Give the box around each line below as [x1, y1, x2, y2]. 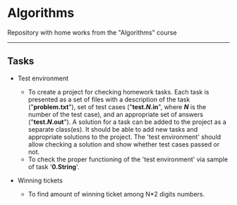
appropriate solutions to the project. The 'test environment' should [28, 132, 221, 141]
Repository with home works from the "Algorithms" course [7, 28, 178, 37]
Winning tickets [17, 176, 63, 185]
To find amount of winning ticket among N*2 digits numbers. [28, 190, 205, 198]
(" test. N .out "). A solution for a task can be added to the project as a [28, 118, 227, 126]
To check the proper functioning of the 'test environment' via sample [28, 155, 228, 163]
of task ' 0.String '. [28, 162, 80, 170]
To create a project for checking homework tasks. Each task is [28, 87, 209, 96]
